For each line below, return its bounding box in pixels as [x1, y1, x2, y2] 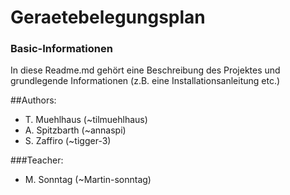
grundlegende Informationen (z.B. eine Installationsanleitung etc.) [10, 75, 281, 87]
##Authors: [10, 94, 57, 106]
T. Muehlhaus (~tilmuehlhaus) [24, 114, 148, 126]
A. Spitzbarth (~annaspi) [24, 124, 127, 136]
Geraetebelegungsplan [10, 6, 206, 29]
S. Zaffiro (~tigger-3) [24, 135, 112, 147]
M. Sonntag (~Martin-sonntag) [24, 174, 152, 186]
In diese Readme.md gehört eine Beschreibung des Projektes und [10, 64, 281, 76]
